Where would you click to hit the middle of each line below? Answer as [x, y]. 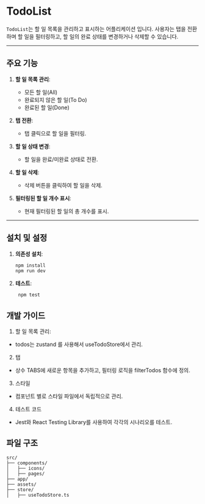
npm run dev [30, 271]
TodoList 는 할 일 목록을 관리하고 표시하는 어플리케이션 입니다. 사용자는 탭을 [96, 29]
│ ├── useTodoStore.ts [38, 495]
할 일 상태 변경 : [33, 146]
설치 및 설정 [27, 238]
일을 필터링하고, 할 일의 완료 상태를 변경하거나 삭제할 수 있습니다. [101, 36]
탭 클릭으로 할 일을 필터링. [55, 133]
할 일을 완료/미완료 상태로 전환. [61, 159]
